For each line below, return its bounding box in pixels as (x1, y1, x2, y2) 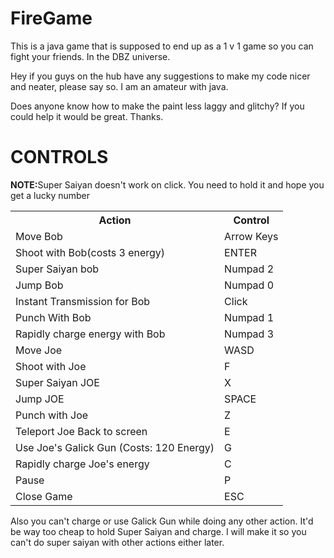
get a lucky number (10, 189, 91, 201)
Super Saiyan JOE (15, 375, 100, 389)
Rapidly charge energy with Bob (15, 327, 166, 341)
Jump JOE (15, 392, 65, 406)
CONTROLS (10, 146, 109, 169)
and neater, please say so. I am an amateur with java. (10, 80, 229, 92)
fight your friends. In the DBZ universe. (10, 50, 171, 62)
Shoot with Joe (15, 359, 87, 373)
